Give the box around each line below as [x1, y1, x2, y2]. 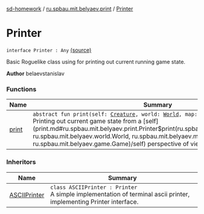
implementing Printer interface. [50, 197, 138, 206]
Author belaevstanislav [6, 70, 65, 77]
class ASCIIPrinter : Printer [50, 184, 138, 190]
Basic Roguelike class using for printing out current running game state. [6, 58, 186, 65]
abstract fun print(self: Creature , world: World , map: [32, 111, 198, 118]
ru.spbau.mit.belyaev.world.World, [32, 132, 131, 141]
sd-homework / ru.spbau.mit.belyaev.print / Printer [6, 5, 134, 12]
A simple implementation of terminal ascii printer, [50, 190, 190, 198]
